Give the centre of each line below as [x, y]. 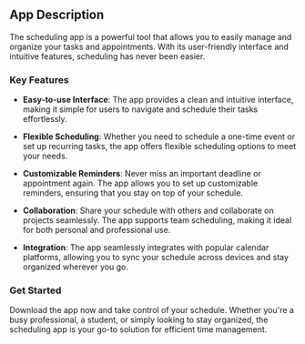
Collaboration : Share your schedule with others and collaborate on [148, 211]
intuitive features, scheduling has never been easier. [107, 56]
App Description [57, 15]
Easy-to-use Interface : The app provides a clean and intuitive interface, [158, 100]
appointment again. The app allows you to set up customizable [140, 183]
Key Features [40, 79]
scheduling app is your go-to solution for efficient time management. [138, 329]
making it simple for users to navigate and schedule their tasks [140, 109]
